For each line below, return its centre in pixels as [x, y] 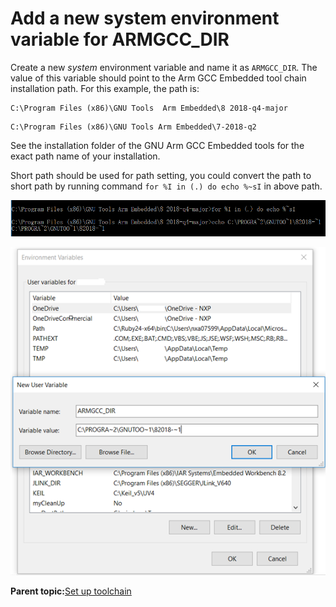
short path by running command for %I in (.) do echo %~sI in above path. [166, 186]
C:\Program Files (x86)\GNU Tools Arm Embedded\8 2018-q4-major [149, 108]
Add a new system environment [145, 18]
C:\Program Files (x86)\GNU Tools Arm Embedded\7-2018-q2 [133, 127]
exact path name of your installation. [85, 156]
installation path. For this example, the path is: [105, 88]
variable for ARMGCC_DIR [120, 39]
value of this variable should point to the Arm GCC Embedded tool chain [158, 78]
